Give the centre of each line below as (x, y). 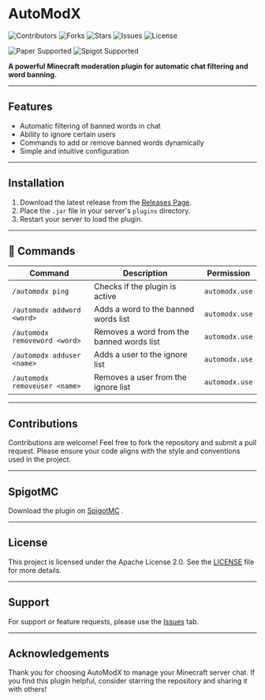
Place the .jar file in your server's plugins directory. (105, 211)
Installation (36, 183)
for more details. (35, 570)
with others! (28, 689)
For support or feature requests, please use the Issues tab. (104, 621)
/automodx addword (47, 310)
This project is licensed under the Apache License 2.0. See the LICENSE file (131, 562)
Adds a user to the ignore (140, 354)
